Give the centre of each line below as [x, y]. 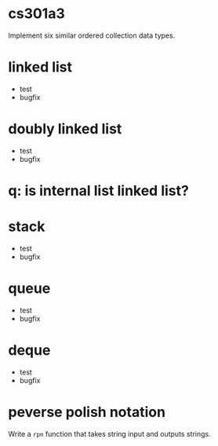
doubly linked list [65, 129]
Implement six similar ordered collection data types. [92, 35]
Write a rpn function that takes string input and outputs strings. [109, 433]
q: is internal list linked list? [99, 191]
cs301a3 [36, 14]
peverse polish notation [87, 412]
